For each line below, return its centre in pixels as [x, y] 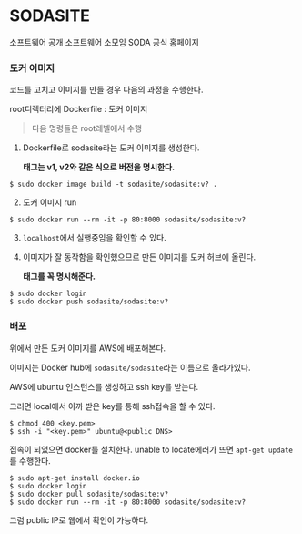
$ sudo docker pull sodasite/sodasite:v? [89, 494]
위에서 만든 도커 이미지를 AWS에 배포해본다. [88, 348]
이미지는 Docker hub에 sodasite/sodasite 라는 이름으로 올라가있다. [130, 367]
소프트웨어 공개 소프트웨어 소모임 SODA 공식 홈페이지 [105, 42]
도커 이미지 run [50, 202]
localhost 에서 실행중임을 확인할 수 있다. [94, 238]
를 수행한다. [30, 460]
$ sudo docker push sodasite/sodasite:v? [89, 302]
